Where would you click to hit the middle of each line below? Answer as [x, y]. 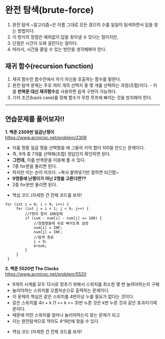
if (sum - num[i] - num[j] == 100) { [63, 218]
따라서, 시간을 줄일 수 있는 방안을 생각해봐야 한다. [59, 49]
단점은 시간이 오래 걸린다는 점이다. [45, 43]
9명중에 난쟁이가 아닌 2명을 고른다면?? [49, 178]
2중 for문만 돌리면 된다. [35, 185]
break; [41, 246]
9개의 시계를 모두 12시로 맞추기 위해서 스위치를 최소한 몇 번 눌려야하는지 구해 [86, 284]
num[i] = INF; [48, 228]
